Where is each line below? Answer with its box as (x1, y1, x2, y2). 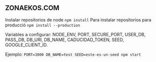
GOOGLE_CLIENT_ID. (5, 41, 48, 48)
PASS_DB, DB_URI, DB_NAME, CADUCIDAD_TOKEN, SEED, (5, 37, 124, 42)
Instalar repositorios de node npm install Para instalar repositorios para (5, 17, 152, 22)
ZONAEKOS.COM (5, 4, 60, 12)
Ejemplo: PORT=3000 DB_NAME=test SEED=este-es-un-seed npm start (5, 51, 141, 57)
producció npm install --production (5, 22, 80, 28)
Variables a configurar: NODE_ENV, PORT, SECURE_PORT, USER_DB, (5, 31, 146, 37)
